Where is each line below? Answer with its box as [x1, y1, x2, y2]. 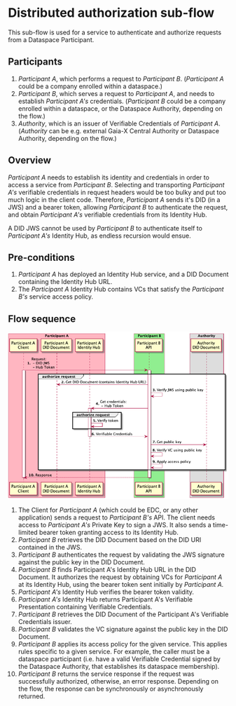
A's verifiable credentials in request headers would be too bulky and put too [8, 188, 226, 196]
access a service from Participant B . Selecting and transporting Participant [8, 180, 225, 189]
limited [18, 528, 38, 536]
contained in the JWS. [18, 543, 83, 551]
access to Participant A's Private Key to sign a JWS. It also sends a [18, 520, 212, 529]
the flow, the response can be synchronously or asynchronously [18, 684, 204, 693]
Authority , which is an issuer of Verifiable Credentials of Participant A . [18, 119, 221, 128]
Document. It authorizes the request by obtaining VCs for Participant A [18, 573, 223, 581]
